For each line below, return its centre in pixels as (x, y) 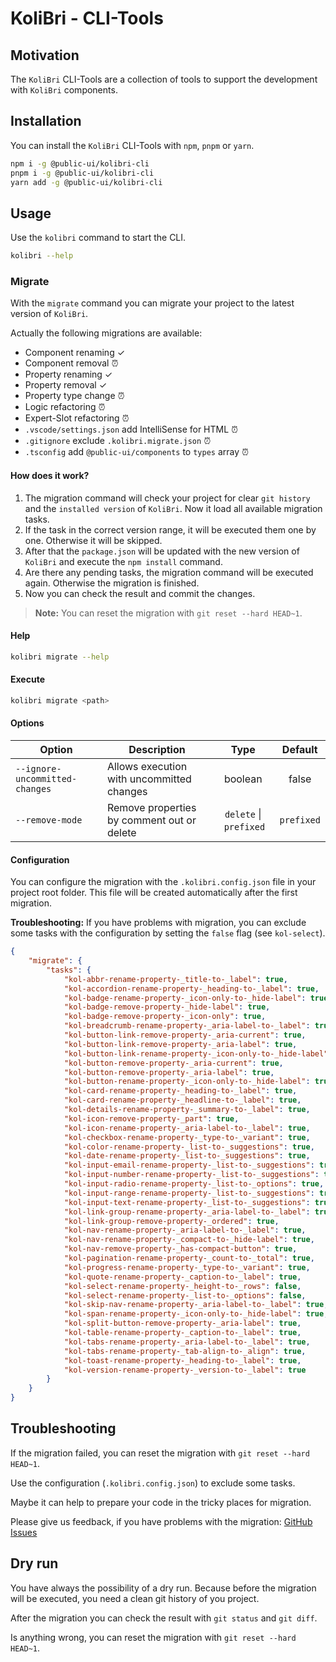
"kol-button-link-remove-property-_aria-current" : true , (185, 1035)
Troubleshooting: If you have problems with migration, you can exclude (158, 923)
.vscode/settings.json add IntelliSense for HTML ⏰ (131, 429)
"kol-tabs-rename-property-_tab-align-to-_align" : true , (185, 1351)
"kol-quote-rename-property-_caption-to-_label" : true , (182, 1277)
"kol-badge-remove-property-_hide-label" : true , (167, 1007)
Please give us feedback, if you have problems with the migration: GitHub (161, 1521)
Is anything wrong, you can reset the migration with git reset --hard (153, 1637)
